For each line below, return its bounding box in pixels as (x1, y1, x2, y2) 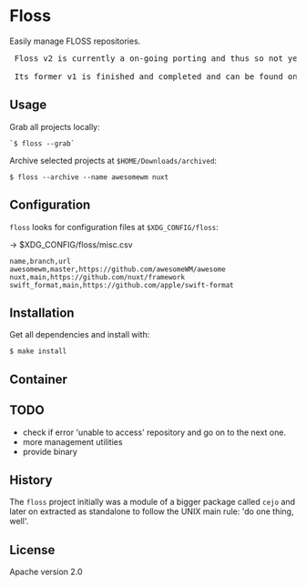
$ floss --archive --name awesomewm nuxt (9, 172, 169, 182)
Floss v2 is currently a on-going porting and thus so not (14, 53, 284, 64)
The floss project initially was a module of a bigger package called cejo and (9, 497, 296, 508)
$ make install (9, 347, 67, 356)
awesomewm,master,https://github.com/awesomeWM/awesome (9, 265, 226, 274)
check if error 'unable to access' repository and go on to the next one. (22, 427, 287, 438)
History (9, 472, 53, 488)
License (9, 542, 56, 558)
